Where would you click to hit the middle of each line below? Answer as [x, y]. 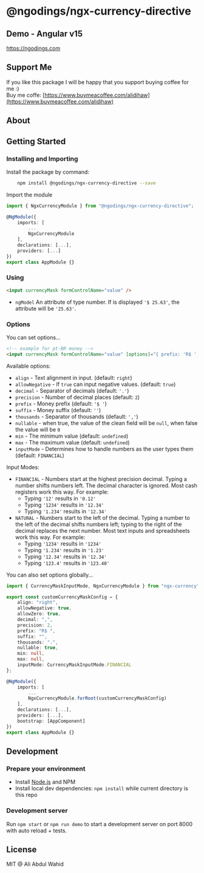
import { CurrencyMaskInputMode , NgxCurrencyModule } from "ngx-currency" [103, 586]
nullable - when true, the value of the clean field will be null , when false [106, 423]
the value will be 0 [38, 429]
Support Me [29, 67]
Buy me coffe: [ [25, 95]
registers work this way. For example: [62, 492]
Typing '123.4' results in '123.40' [67, 563]
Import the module [29, 195]
